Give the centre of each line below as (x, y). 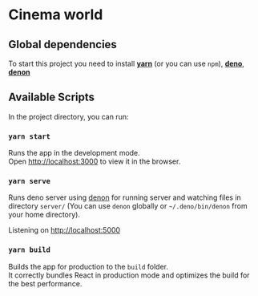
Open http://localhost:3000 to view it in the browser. (95, 161)
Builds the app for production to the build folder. (89, 266)
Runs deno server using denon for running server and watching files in (125, 197)
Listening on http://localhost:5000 (64, 230)
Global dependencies (63, 45)
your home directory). (44, 215)
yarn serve (29, 181)
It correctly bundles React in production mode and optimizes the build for (129, 275)
